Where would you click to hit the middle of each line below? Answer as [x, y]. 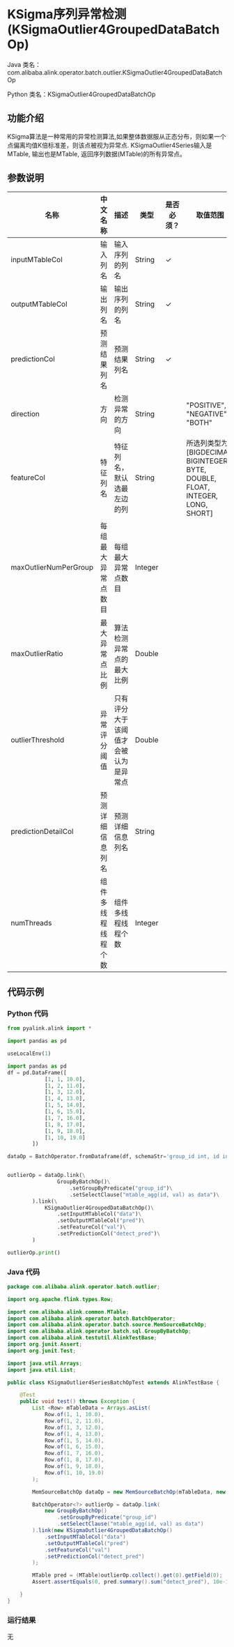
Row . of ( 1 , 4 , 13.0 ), [74, 1434]
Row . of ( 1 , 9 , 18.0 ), [74, 1466]
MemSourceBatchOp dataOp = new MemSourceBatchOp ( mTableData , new [129, 1492]
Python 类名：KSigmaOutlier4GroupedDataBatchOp [81, 94]
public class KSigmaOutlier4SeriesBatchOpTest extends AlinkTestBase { [113, 1382]
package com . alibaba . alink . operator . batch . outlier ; [84, 1287]
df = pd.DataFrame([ [37, 1072]
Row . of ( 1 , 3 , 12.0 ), [74, 1427]
